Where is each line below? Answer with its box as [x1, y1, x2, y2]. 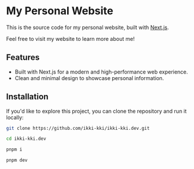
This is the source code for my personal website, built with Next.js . [6, 24, 169, 31]
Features [6, 52, 40, 63]
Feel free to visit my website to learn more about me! [6, 35, 135, 42]
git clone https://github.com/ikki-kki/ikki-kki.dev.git [6, 125, 150, 131]
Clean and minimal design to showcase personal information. [14, 74, 164, 81]
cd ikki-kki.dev [6, 136, 46, 142]
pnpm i [6, 146, 23, 152]
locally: [6, 114, 24, 121]
